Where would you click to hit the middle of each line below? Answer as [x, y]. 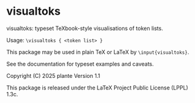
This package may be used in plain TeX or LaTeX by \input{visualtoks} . [98, 52]
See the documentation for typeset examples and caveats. [80, 64]
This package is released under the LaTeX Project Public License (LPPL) [97, 88]
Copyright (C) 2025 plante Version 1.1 [53, 75]
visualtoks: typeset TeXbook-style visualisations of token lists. [85, 28]
